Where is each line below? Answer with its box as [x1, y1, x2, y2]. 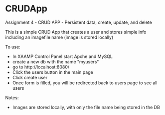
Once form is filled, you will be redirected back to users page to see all [12, 80, 158, 86]
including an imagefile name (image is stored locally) [5, 34, 114, 40]
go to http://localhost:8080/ [12, 64, 70, 70]
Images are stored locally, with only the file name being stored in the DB [12, 104, 161, 110]
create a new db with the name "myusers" [12, 58, 99, 64]
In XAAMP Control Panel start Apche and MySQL [12, 53, 113, 59]
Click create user [12, 74, 48, 80]
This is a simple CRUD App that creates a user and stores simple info [5, 29, 147, 35]
